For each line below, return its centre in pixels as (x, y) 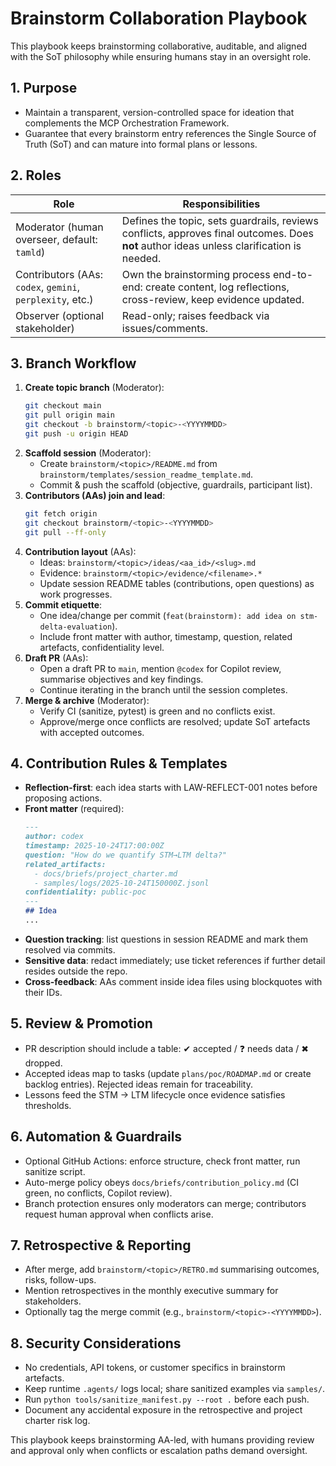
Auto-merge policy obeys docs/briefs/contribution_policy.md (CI (161, 1182)
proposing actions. (63, 798)
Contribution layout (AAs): (80, 551)
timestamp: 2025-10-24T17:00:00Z (94, 846)
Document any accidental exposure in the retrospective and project (163, 1410)
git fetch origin (61, 513)
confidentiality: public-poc (85, 892)
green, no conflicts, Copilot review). (98, 1193)
